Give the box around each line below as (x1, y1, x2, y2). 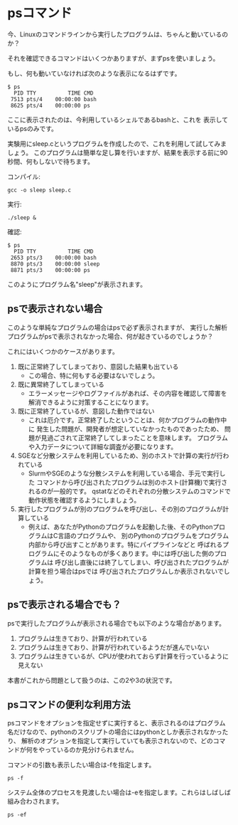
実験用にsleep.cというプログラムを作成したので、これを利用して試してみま (7, 139, 227, 148)
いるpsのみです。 (7, 124, 58, 132)
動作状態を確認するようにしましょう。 (28, 495, 141, 504)
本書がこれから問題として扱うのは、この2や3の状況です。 (7, 676, 176, 684)
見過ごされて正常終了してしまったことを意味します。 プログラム (40, 433, 229, 442)
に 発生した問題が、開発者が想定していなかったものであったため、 (28, 424, 223, 433)
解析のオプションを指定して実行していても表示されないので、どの (21, 737, 213, 745)
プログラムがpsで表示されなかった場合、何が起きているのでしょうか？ (7, 332, 214, 340)
